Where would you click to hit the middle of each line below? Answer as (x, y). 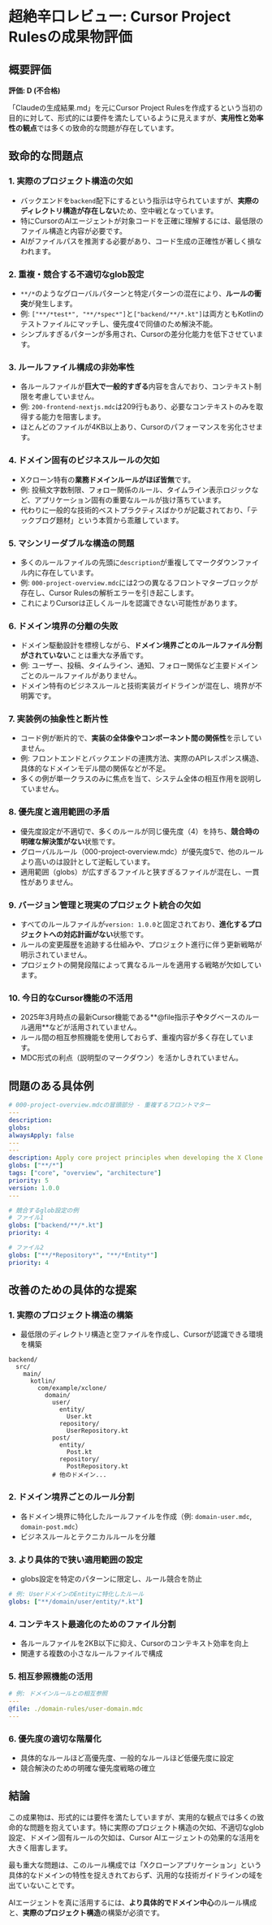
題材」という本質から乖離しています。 (119, 520)
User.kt (79, 1417)
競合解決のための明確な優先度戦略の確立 (88, 1768)
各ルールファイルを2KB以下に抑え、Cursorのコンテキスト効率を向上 (134, 1643)
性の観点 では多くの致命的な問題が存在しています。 (93, 128)
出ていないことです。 (44, 1885)
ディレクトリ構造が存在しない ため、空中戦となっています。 (119, 210)
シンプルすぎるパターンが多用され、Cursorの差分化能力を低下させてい (138, 334)
